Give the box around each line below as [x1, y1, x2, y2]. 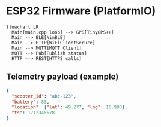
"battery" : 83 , [11, 99, 50, 105]
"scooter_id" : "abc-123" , [11, 93, 77, 99]
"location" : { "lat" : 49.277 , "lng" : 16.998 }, [11, 104, 128, 110]
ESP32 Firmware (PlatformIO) [6, 4, 156, 18]
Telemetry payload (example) [6, 72, 119, 82]
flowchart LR [6, 24, 39, 30]
